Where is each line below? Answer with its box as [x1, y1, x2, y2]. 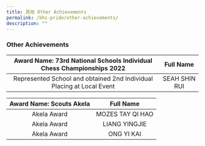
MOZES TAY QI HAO [96, 109, 154, 118]
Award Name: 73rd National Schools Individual [13, 56, 153, 65]
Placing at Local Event [51, 82, 115, 90]
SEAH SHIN [162, 74, 196, 82]
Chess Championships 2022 [40, 64, 126, 72]
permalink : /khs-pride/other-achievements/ [6, 15, 119, 21]
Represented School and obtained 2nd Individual [13, 74, 153, 82]
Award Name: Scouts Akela [9, 99, 90, 108]
